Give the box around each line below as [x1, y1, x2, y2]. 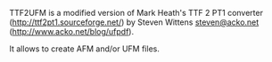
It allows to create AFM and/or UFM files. [9, 43, 161, 54]
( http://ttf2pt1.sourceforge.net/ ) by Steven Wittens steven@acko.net [9, 17, 260, 27]
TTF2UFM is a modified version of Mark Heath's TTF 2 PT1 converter [9, 8, 263, 18]
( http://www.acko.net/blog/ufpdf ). [9, 27, 135, 36]
